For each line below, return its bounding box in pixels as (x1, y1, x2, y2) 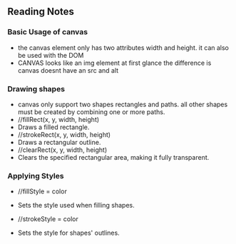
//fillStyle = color (17, 187, 68, 195)
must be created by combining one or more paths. (17, 107, 165, 116)
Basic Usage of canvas (7, 27, 88, 37)
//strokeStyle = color (17, 215, 78, 223)
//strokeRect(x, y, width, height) (17, 130, 111, 138)
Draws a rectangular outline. (17, 138, 101, 146)
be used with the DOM (17, 51, 84, 59)
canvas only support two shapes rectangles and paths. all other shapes (17, 100, 228, 108)
